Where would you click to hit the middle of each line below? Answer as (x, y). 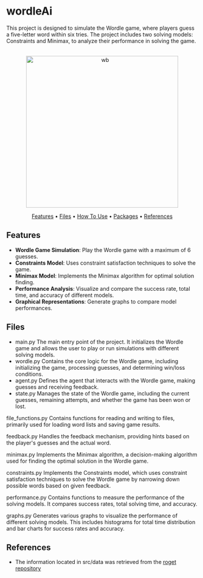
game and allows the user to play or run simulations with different (97, 348)
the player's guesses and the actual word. (59, 443)
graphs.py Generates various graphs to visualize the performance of (92, 515)
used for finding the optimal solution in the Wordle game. (77, 461)
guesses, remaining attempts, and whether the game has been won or (103, 399)
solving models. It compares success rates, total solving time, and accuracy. (102, 504)
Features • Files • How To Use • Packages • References (102, 216)
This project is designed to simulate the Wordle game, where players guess (100, 28)
